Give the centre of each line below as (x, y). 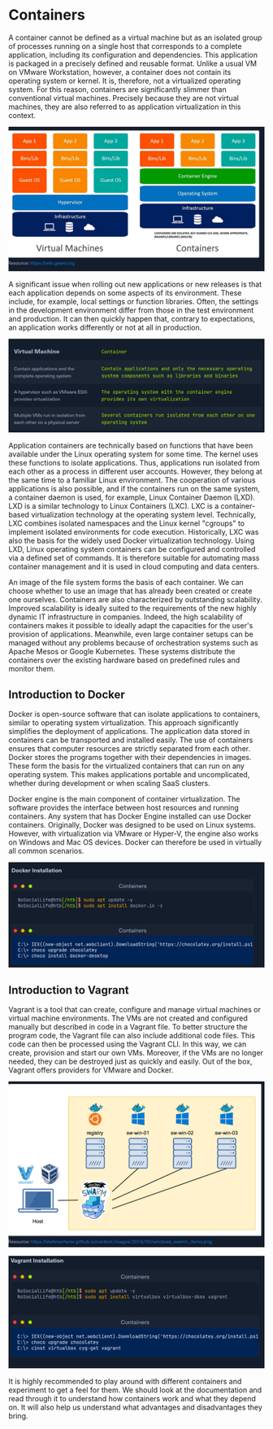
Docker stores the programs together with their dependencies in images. (130, 758)
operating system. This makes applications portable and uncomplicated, (129, 775)
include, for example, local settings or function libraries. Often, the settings (133, 301)
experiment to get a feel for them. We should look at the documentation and (135, 1390)
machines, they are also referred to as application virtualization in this (125, 107)
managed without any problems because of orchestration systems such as (133, 643)
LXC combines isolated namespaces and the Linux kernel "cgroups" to (127, 523)
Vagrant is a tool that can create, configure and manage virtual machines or (135, 1010)
